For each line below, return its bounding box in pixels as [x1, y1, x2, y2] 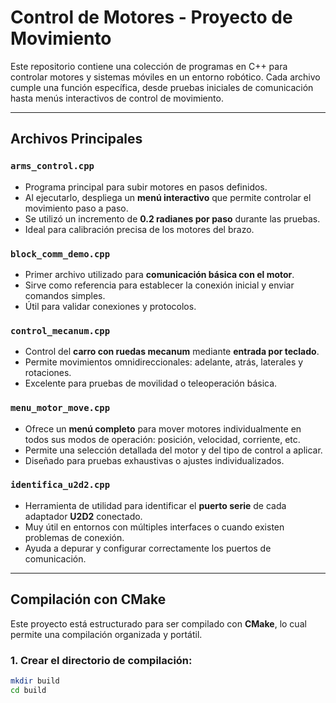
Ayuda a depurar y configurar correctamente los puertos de [24, 542, 272, 554]
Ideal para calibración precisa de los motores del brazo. [24, 223, 255, 235]
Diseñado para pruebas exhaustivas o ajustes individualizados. [24, 454, 285, 466]
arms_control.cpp [10, 161, 95, 172]
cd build [10, 685, 47, 695]
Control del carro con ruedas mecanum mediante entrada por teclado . [24, 346, 320, 358]
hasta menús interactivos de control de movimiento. [10, 92, 224, 104]
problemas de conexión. [24, 531, 125, 543]
